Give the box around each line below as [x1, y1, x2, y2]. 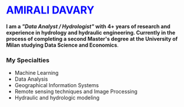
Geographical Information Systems [14, 82, 99, 89]
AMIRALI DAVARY [6, 4, 95, 17]
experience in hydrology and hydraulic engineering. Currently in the [6, 29, 175, 36]
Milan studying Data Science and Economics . [6, 42, 119, 49]
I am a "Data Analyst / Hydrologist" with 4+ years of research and [6, 23, 170, 30]
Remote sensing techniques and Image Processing [14, 88, 138, 95]
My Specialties [6, 56, 50, 64]
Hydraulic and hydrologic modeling [14, 94, 100, 101]
